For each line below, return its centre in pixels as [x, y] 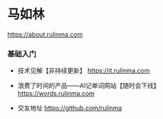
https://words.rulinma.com [56, 94]
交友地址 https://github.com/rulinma [70, 108]
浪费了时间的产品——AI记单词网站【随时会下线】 [89, 86]
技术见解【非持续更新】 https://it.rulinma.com [84, 70]
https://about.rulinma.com [45, 34]
